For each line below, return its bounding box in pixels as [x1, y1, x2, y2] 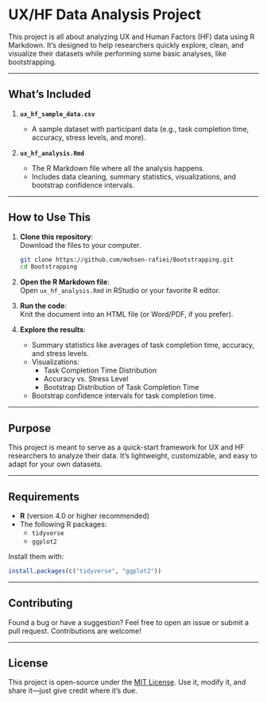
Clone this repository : [19, 232, 94, 241]
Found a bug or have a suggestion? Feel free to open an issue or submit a [8, 617, 249, 627]
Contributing [8, 597, 73, 610]
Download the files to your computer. [19, 240, 141, 249]
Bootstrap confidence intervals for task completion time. [31, 391, 216, 400]
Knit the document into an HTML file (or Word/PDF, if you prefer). [19, 310, 234, 319]
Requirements [8, 490, 79, 504]
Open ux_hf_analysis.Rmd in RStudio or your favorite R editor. [19, 286, 221, 295]
